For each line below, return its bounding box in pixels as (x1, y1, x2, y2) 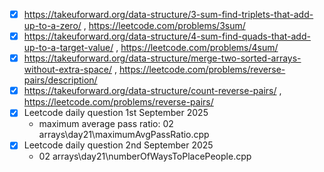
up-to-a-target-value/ (23, 42, 114, 54)
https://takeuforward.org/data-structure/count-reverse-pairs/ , (23, 85, 282, 97)
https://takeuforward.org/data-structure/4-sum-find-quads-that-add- (23, 30, 311, 43)
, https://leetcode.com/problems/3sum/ (83, 20, 246, 32)
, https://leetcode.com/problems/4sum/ (115, 42, 279, 54)
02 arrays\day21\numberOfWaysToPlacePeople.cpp (38, 150, 252, 163)
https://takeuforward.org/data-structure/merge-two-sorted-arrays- (23, 52, 302, 64)
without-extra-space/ (23, 64, 113, 76)
